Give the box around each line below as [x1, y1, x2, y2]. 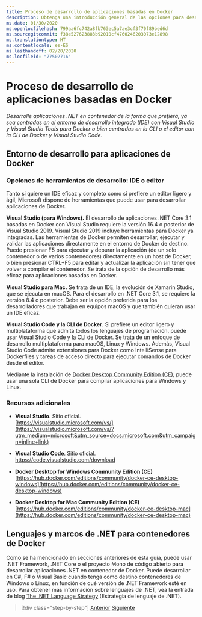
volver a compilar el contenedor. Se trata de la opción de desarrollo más [6, 265, 185, 273]
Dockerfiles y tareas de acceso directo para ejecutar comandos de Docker [6, 353, 191, 360]
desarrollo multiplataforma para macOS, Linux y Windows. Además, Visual [6, 340, 191, 347]
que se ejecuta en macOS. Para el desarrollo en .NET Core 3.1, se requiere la [6, 290, 195, 297]
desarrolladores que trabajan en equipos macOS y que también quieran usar [6, 303, 195, 310]
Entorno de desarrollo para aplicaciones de [6, 149, 171, 159]
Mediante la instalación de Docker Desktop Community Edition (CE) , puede [6, 371, 192, 378]
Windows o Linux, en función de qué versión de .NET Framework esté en [6, 580, 187, 587]
